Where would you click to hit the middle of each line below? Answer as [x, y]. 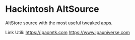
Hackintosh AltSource [52, 9]
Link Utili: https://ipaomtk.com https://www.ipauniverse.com [67, 32]
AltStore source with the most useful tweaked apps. [59, 23]
